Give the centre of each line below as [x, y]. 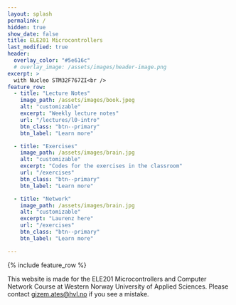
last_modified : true [38, 47]
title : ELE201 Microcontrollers [55, 41]
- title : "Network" [43, 199]
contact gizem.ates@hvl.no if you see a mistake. [78, 294]
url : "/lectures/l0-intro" [60, 120]
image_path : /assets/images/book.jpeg [77, 100]
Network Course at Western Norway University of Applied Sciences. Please [118, 286]
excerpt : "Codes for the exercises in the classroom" [101, 166]
